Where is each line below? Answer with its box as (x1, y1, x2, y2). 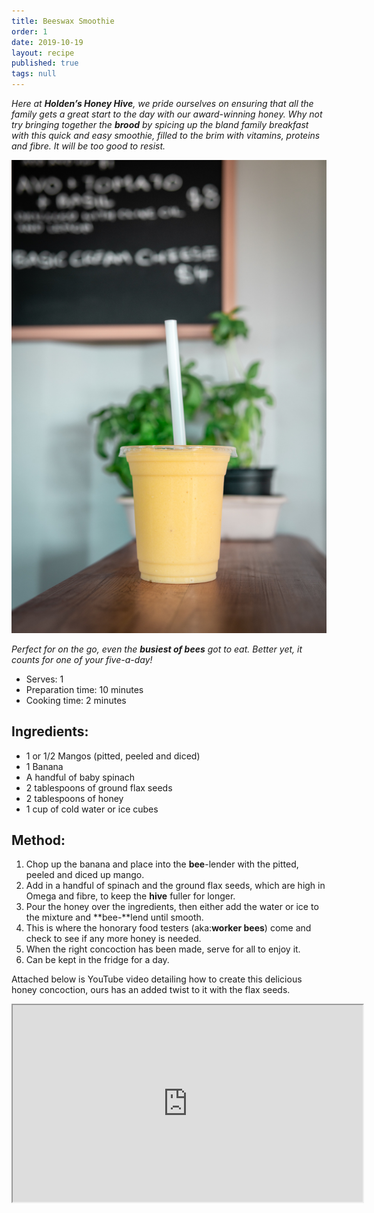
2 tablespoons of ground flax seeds (25, 781, 173, 794)
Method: (11, 831, 66, 849)
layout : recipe (11, 48, 75, 58)
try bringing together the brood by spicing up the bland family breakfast (11, 119, 309, 130)
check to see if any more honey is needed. (25, 933, 202, 945)
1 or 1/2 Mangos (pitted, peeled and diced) (25, 750, 201, 762)
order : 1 (11, 26, 48, 37)
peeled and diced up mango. (25, 869, 145, 881)
